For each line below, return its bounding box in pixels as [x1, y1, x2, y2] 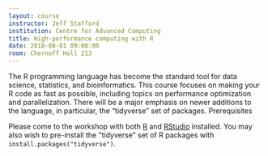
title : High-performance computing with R [8, 34, 154, 43]
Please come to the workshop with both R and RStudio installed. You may [8, 122, 253, 131]
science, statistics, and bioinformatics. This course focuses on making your [8, 80, 261, 90]
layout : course [8, 11, 60, 20]
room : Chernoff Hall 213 [8, 49, 92, 57]
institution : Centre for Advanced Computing [8, 27, 161, 35]
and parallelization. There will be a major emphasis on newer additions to [8, 98, 252, 107]
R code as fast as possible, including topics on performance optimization [8, 89, 252, 98]
